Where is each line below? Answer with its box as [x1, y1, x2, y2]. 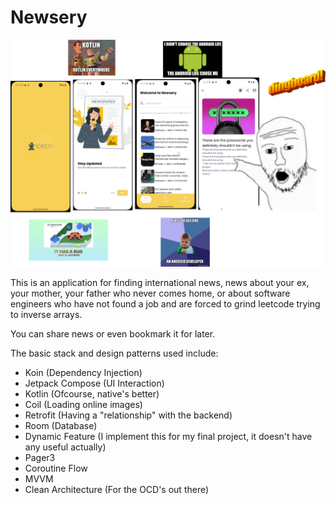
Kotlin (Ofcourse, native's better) [24, 388, 160, 400]
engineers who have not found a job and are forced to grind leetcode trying [10, 298, 321, 310]
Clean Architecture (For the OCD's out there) [24, 484, 210, 496]
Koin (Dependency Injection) [24, 367, 143, 379]
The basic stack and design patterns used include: [10, 347, 219, 360]
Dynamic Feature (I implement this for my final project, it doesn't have [24, 431, 313, 443]
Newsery [10, 6, 88, 29]
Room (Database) [24, 420, 98, 432]
